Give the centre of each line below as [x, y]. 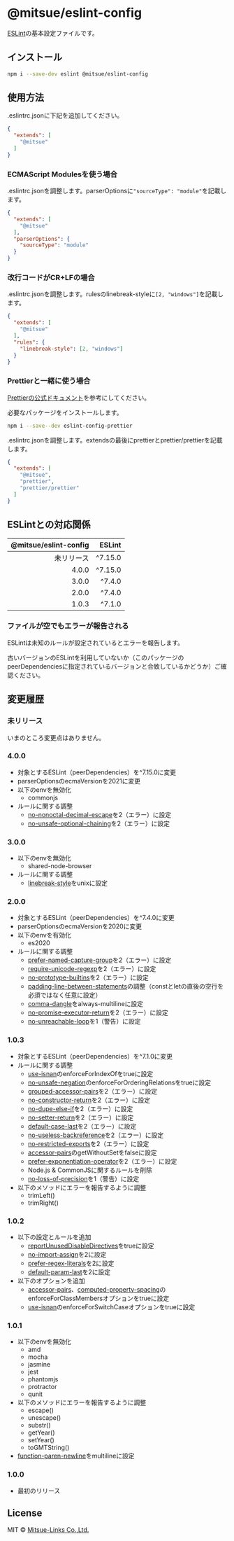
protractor [42, 1387]
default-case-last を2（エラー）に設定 [82, 1126]
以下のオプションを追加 [51, 1281]
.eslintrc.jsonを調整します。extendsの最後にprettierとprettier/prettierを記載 [115, 440]
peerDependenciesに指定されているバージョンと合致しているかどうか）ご [114, 666]
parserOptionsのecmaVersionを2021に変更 [79, 781]
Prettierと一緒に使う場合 [49, 381]
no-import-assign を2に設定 [67, 1254]
